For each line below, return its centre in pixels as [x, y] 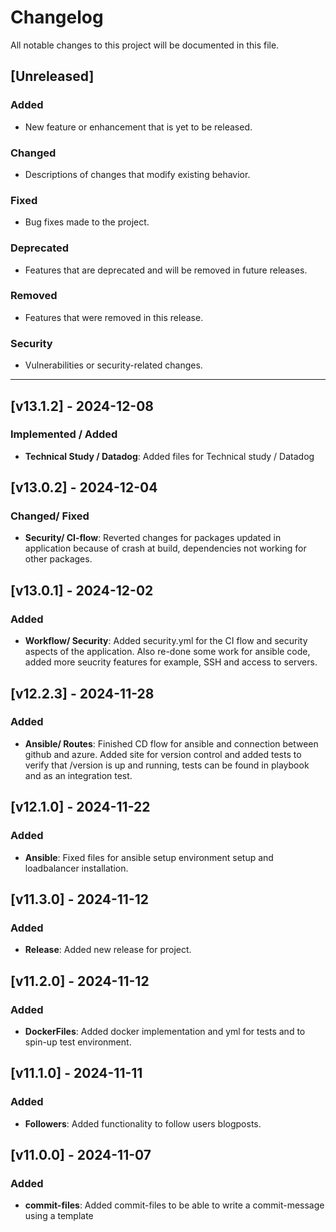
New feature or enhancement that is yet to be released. [138, 127]
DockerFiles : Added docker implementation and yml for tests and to [165, 1031]
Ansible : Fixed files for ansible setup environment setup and [149, 857]
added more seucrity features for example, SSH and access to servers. [171, 662]
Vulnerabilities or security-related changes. [113, 365]
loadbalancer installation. [76, 868]
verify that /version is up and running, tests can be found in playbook [167, 765]
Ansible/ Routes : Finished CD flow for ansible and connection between [171, 743]
